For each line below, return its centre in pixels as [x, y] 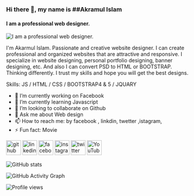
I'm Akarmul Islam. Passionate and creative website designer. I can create [95, 48]
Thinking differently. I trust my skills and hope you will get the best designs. [97, 73]
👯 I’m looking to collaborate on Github [60, 108]
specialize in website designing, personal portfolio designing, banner [89, 61]
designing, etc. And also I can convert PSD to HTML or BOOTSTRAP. [89, 67]
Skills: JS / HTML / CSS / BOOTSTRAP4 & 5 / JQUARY [71, 84]
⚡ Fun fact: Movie [36, 130]
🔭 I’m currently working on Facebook [59, 96]
